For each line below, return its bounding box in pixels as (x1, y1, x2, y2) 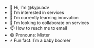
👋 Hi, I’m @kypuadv (9, 5, 50, 10)
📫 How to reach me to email (9, 25, 67, 31)
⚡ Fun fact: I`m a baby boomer (9, 37, 71, 43)
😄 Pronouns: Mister (9, 32, 50, 38)
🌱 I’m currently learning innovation (9, 15, 79, 20)
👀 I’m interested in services (9, 10, 64, 15)
